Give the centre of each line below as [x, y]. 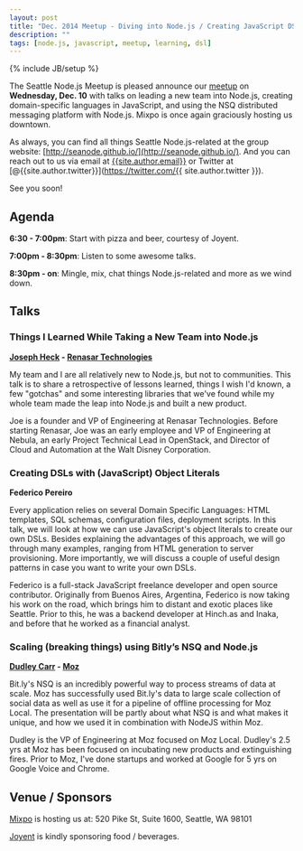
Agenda [32, 216]
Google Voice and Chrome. [60, 769]
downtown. [30, 125]
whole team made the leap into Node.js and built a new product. [128, 403]
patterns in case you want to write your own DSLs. [103, 568]
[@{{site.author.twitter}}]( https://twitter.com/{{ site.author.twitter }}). [137, 171]
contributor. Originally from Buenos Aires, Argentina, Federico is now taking [150, 595]
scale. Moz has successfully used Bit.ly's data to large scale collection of [145, 694]
